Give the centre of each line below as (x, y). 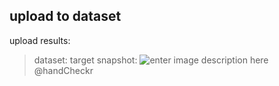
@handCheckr (63, 70)
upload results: (40, 40)
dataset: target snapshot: (85, 60)
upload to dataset (65, 16)
